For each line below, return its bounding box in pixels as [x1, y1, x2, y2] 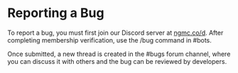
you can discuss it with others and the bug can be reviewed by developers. [7, 57, 227, 65]
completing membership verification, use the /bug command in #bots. [7, 35, 212, 44]
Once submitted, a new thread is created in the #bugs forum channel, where [7, 50, 231, 58]
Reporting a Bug [7, 5, 104, 21]
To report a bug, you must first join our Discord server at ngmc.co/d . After [7, 28, 224, 37]
